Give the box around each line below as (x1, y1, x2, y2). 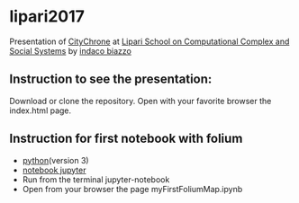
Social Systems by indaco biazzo (9, 45, 132, 56)
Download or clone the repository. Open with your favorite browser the (9, 95, 272, 106)
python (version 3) (22, 154, 89, 165)
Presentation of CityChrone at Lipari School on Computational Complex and (9, 36, 290, 47)
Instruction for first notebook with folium (9, 131, 243, 146)
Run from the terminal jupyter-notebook (22, 173, 170, 185)
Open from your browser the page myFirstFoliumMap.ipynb (22, 183, 243, 194)
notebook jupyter (22, 164, 86, 175)
